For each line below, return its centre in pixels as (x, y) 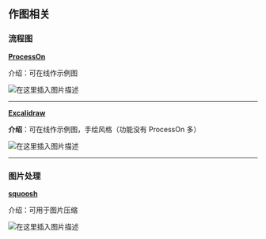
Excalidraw (27, 112)
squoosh (23, 193)
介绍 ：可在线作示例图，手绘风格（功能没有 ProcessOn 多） (104, 129)
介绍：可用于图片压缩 (43, 210)
